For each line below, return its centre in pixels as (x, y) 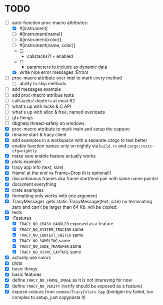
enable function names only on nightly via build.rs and (69, 146)
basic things (24, 269)
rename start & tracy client (39, 134)
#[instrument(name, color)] (47, 45)
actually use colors (31, 258)
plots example (26, 162)
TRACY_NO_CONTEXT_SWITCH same (51, 235)
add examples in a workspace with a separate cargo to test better (79, 140)
